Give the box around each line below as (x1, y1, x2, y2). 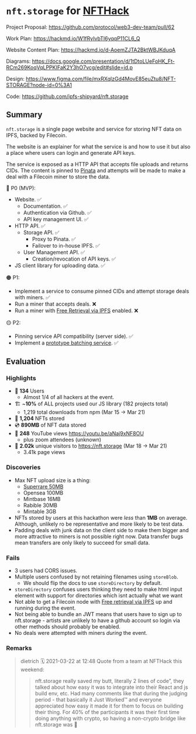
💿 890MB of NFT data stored (14, 421, 87, 429)
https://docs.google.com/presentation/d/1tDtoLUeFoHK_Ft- (32, 57, 175, 65)
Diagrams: (6, 57, 31, 65)
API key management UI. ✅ (23, 215, 89, 222)
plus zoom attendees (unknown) (23, 436, 101, 444)
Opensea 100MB (23, 489, 63, 496)
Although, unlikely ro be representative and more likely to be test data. (14, 520, 184, 527)
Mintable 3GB (23, 508, 57, 515)
